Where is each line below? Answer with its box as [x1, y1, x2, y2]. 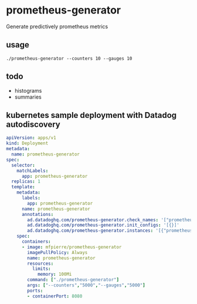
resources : [27, 261, 54, 266]
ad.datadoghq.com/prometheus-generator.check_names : [27, 217, 159, 223]
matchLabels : [16, 168, 49, 174]
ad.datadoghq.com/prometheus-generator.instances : [27, 228, 154, 234]
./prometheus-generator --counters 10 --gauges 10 [6, 55, 133, 62]
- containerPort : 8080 [27, 293, 83, 299]
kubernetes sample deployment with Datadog [6, 110, 177, 120]
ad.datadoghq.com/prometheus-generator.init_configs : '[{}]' [27, 222, 180, 228]
